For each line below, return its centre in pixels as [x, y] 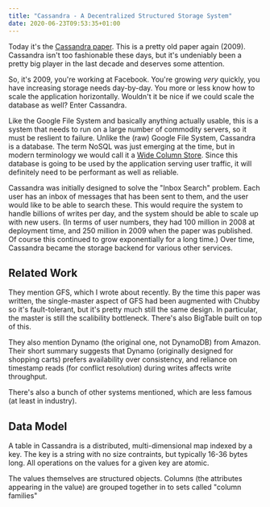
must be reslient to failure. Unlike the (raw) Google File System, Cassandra [132, 137]
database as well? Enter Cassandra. [68, 105]
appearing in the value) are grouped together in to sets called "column [125, 487]
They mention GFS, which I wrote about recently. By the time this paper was [134, 292]
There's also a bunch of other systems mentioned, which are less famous [130, 392]
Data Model [38, 426]
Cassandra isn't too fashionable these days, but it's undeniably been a [125, 55]
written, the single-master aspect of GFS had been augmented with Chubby [134, 301]
